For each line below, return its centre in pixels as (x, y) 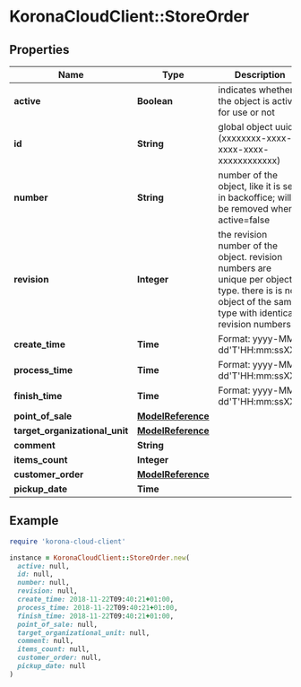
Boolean (155, 101)
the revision (243, 235)
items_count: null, (54, 649)
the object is (244, 101)
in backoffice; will (255, 197)
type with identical (257, 313)
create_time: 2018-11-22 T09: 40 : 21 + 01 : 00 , (96, 600)
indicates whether (256, 90)
